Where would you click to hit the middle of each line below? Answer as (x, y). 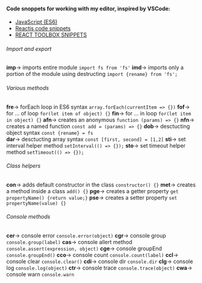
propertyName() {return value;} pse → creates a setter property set (92, 197)
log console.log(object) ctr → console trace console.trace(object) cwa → (99, 268)
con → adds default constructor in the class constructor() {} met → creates (101, 185)
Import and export (29, 49)
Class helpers (23, 166)
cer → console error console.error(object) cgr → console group (86, 236)
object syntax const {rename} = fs (50, 132)
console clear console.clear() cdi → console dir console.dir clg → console (100, 262)
